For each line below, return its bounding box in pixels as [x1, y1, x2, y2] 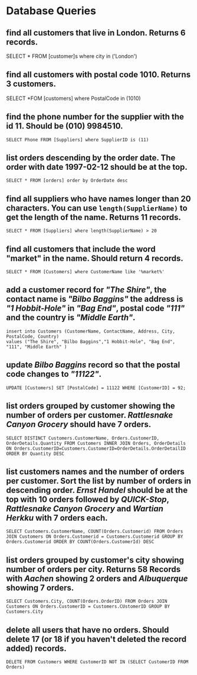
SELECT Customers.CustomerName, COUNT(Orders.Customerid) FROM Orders [6, 528, 183, 535]
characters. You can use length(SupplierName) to [6, 203, 188, 213]
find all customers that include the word [6, 244, 156, 254]
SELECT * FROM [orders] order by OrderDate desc [6, 177, 128, 184]
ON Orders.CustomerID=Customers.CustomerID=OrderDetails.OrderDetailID [6, 445, 186, 451]
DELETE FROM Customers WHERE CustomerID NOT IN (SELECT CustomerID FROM [6, 658, 189, 665]
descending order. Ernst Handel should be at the [6, 485, 188, 495]
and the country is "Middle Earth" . [6, 312, 136, 323]
